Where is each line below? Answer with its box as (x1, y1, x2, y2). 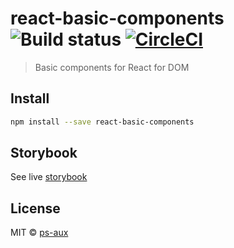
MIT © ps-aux (10, 227, 69, 239)
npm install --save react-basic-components (10, 117, 195, 127)
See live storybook (10, 171, 88, 183)
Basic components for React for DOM (34, 61, 190, 73)
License (10, 200, 61, 217)
